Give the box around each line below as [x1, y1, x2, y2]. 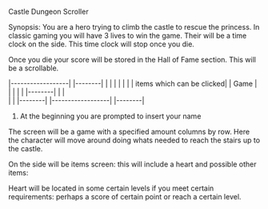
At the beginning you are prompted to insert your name [19, 111, 202, 121]
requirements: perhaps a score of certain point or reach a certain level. [8, 192, 242, 201]
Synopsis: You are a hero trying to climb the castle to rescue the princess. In [8, 22, 260, 31]
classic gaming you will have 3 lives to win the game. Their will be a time [8, 31, 247, 40]
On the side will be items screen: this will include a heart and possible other [8, 159, 258, 169]
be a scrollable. [8, 63, 59, 73]
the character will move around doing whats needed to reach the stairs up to [8, 135, 261, 145]
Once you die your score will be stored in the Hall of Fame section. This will [8, 55, 256, 64]
